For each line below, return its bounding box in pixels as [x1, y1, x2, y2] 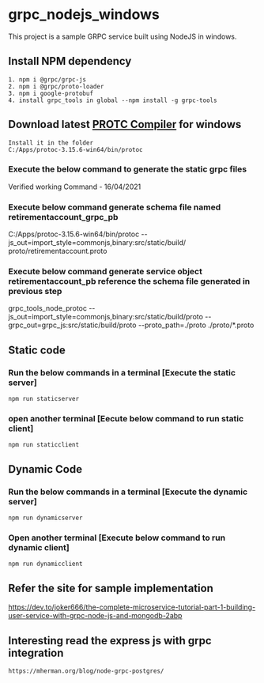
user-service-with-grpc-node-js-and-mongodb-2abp [8, 611, 183, 621]
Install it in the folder [8, 138, 93, 147]
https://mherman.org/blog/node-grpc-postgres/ [8, 667, 164, 675]
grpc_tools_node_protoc [8, 304, 87, 313]
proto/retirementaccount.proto [8, 247, 107, 256]
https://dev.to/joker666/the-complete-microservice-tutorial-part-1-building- [8, 602, 256, 612]
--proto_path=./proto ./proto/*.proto [138, 320, 255, 330]
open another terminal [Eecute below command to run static [8, 413, 244, 425]
